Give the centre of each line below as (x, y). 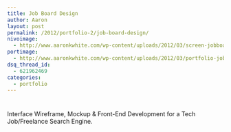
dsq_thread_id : (29, 65)
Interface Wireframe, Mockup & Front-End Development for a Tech (101, 114)
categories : (24, 77)
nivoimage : (23, 39)
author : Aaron (27, 20)
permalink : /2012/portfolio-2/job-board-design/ (78, 33)
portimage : (23, 52)
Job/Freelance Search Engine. (50, 122)
